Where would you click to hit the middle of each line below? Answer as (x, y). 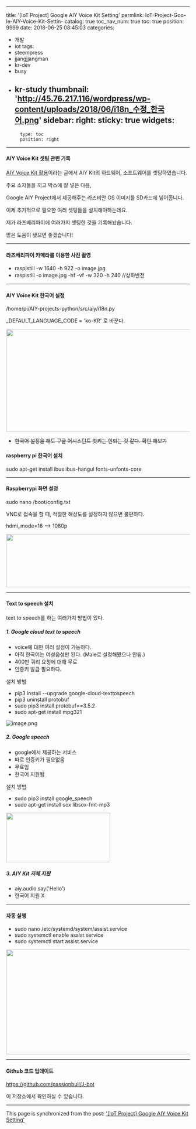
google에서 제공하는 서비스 (45, 752)
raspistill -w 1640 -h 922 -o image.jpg (60, 268)
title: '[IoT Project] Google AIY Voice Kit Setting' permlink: (75, 15)
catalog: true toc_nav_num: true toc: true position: (124, 21)
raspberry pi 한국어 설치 (34, 455)
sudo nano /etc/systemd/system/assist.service (71, 929)
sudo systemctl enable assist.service (59, 935)
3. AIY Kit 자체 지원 (28, 873)
